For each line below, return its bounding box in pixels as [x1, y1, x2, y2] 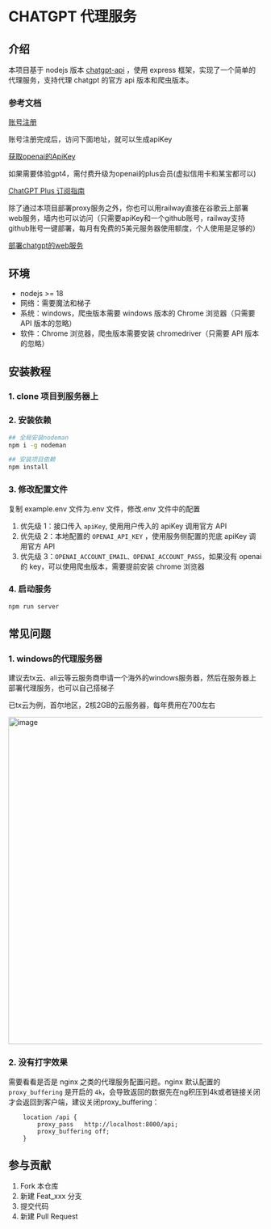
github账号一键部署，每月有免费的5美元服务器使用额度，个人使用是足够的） [8, 223, 260, 233]
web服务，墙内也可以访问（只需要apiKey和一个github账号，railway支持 [8, 214, 245, 223]
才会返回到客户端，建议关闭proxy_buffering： [8, 1097, 160, 1107]
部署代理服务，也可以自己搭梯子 [8, 683, 115, 693]
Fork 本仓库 [19, 1181, 59, 1191]
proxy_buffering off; [37, 1127, 110, 1135]
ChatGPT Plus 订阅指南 [8, 186, 85, 196]
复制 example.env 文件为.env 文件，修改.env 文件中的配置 [8, 503, 200, 514]
